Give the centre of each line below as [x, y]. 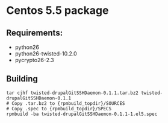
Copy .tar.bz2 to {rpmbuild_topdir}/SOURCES [68, 103]
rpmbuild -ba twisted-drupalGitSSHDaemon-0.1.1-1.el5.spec [82, 114]
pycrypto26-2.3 [34, 60]
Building [22, 79]
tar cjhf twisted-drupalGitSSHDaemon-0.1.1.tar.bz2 [72, 93]
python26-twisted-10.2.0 [46, 54]
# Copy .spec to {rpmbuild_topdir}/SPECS [59, 109]
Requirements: [35, 33]
